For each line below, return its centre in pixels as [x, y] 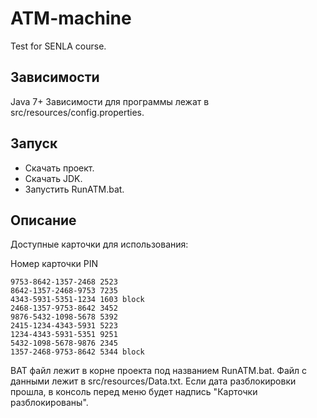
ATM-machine [71, 18]
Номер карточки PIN [54, 264]
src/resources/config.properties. [77, 112]
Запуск [34, 143]
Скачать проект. [59, 168]
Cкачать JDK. [53, 178]
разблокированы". [49, 403]
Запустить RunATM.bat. [74, 189]
